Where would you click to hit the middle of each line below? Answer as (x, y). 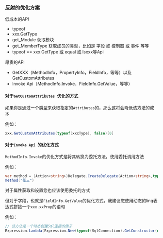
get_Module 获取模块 (33, 40)
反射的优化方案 (23, 7)
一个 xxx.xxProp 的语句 (43, 207)
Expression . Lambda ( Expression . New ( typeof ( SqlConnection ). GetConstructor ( (81, 231)
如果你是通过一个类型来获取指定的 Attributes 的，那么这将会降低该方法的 (78, 107)
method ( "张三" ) (20, 181)
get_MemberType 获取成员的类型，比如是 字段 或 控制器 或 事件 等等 (81, 46)
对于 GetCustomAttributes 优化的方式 (42, 96)
